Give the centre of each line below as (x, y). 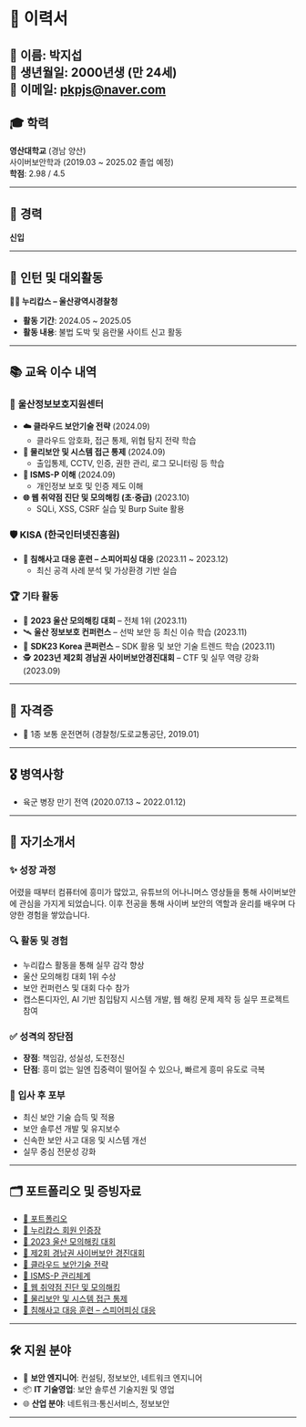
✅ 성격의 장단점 (41, 1036)
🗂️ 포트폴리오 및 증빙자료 (76, 1191)
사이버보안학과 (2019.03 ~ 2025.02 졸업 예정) (92, 162)
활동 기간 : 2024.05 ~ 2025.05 (77, 321)
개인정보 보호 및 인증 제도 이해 (90, 485)
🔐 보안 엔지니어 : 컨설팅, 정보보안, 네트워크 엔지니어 (112, 1378)
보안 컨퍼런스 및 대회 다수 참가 (76, 987)
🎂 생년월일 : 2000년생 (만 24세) (93, 73)
